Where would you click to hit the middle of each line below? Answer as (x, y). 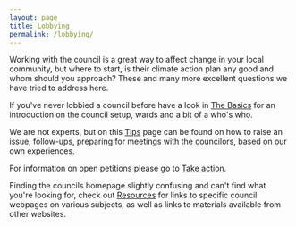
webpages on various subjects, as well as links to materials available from (145, 205)
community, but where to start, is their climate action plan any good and (142, 69)
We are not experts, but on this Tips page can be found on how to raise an (146, 132)
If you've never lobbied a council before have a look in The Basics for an (142, 105)
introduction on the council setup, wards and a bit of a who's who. (131, 115)
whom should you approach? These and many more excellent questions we (148, 79)
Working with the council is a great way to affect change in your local (136, 60)
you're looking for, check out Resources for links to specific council (133, 195)
